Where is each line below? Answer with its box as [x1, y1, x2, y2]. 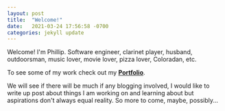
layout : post [7, 10, 45, 17]
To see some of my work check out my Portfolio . [7, 69, 145, 77]
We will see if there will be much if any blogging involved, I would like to [7, 82, 210, 90]
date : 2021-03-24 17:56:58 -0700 [7, 23, 109, 29]
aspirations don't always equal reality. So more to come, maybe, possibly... [7, 97, 218, 105]
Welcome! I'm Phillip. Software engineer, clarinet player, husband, [7, 48, 193, 56]
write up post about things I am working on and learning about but [7, 89, 194, 97]
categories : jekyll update [7, 29, 84, 36]
